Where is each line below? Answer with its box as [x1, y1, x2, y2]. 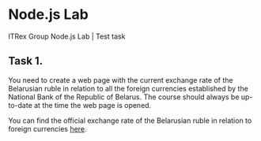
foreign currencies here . [8, 124, 87, 133]
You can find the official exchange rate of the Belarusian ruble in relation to [8, 116, 252, 125]
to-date [8, 100, 33, 109]
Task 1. [8, 54, 43, 68]
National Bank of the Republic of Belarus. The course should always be [8, 92, 240, 102]
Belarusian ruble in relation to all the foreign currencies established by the [8, 83, 249, 93]
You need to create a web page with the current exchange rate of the [8, 75, 233, 84]
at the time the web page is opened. [34, 100, 152, 109]
